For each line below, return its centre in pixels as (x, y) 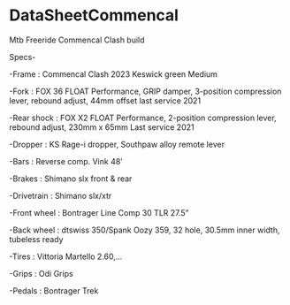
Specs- (23, 57)
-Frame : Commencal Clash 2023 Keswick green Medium (114, 74)
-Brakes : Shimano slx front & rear (71, 179)
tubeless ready (36, 239)
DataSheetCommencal (94, 15)
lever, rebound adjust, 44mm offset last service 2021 (105, 100)
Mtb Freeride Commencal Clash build (77, 40)
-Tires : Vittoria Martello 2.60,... (66, 256)
